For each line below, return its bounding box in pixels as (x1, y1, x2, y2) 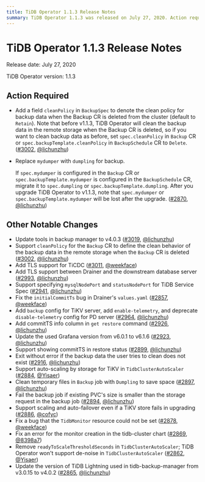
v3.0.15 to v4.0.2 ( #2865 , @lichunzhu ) (15, 469, 111, 477)
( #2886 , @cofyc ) (15, 411, 59, 418)
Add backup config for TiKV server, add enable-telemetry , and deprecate (15, 307, 198, 314)
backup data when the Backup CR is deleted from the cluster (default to (15, 113, 196, 121)
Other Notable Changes (6, 219, 98, 229)
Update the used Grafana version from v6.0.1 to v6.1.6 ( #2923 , (15, 333, 171, 340)
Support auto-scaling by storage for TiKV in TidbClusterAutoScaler (15, 365, 184, 373)
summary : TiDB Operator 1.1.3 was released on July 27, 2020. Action (6, 15, 187, 21)
